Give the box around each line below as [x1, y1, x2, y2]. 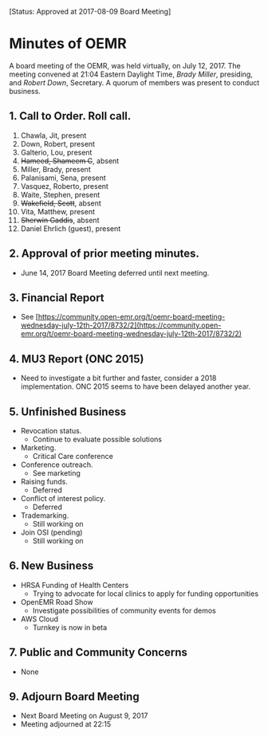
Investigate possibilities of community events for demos [32, 606, 216, 615]
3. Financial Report [9, 291, 104, 304]
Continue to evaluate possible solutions [32, 434, 163, 444]
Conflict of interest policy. [20, 494, 106, 503]
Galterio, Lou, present [20, 147, 93, 157]
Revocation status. [20, 426, 82, 435]
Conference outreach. [20, 460, 93, 469]
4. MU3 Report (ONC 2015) [9, 352, 144, 366]
